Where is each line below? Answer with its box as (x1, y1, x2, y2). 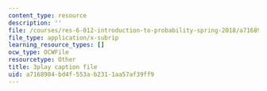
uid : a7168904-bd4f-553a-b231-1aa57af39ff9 (8, 70, 155, 78)
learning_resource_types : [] (8, 41, 105, 49)
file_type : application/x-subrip (8, 33, 119, 42)
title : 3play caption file (8, 63, 98, 71)
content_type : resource (8, 11, 87, 20)
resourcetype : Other (8, 56, 77, 64)
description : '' (8, 19, 62, 27)
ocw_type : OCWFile (8, 48, 69, 56)
